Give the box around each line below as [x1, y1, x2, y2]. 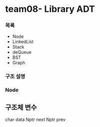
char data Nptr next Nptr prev [5, 117, 66, 123]
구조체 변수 [5, 103, 37, 112]
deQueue [12, 49, 32, 55]
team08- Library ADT [5, 3, 96, 15]
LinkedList [12, 39, 34, 45]
